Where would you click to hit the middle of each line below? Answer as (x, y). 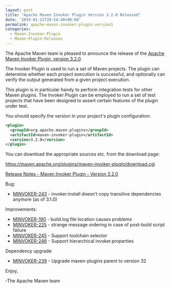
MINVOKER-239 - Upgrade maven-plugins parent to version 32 (80, 261)
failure (19, 230)
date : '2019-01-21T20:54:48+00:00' (43, 20)
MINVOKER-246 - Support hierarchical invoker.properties (73, 241)
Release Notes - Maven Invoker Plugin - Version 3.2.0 (62, 174)
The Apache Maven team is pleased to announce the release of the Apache (85, 53)
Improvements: (21, 209)
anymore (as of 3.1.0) (35, 199)
